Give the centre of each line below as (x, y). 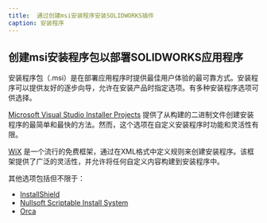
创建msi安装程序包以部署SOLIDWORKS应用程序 (126, 57)
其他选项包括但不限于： (46, 178)
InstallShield (40, 194)
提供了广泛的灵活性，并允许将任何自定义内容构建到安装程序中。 (119, 162)
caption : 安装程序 (37, 23)
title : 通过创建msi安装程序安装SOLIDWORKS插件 (81, 16)
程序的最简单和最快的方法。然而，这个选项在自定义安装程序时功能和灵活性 (130, 125)
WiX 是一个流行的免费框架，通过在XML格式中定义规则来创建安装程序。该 (128, 151)
